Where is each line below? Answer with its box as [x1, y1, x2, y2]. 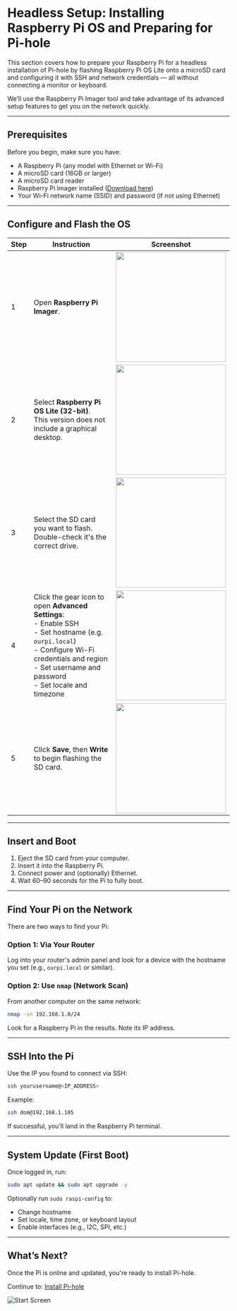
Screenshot [151, 239, 191, 249]
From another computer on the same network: [7, 996, 141, 1006]
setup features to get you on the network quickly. [7, 102, 150, 110]
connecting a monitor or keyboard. [7, 80, 108, 89]
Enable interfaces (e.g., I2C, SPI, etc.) [17, 1222, 127, 1231]
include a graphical [33, 423, 97, 433]
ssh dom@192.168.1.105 [7, 1109, 74, 1116]
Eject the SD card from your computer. [17, 854, 130, 862]
